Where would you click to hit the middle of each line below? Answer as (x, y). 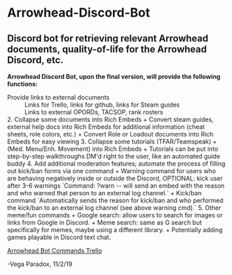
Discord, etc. (35, 60)
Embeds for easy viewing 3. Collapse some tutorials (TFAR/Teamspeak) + (112, 141)
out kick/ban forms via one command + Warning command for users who (111, 171)
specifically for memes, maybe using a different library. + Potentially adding (115, 230)
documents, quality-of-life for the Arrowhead (107, 49)
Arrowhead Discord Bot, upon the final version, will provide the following (114, 77)
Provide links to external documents (58, 97)
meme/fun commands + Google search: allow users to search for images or (115, 215)
